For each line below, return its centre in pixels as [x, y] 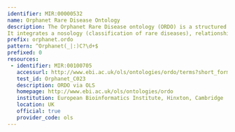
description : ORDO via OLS [56, 85]
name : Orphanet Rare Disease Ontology [64, 20]
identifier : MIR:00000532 [45, 14]
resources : [23, 59]
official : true [38, 111]
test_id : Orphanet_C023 [51, 79]
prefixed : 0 [24, 53]
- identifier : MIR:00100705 [51, 66]
